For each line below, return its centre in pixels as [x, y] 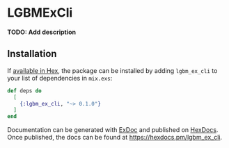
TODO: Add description [42, 32]
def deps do [24, 91]
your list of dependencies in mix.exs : [60, 78]
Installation [32, 54]
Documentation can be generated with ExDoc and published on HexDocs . [113, 130]
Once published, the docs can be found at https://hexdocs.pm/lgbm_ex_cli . [115, 138]
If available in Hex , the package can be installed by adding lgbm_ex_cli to [112, 70]
